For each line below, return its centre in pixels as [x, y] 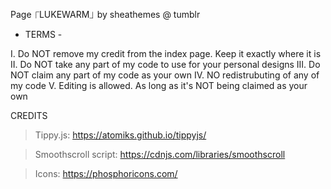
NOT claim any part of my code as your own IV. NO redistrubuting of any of [165, 75]
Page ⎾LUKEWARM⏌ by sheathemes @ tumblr [105, 14]
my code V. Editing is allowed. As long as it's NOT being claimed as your [159, 85]
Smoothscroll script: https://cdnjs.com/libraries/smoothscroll [160, 154]
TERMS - [43, 34]
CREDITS [29, 115]
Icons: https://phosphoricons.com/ [106, 173]
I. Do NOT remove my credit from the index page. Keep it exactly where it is [166, 53]
